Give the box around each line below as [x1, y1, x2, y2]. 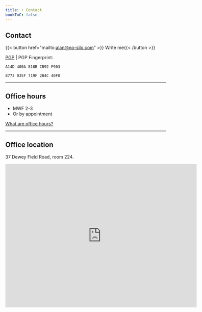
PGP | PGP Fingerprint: [5, 55, 54, 61]
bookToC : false [5, 12, 38, 17]
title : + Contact [5, 7, 42, 13]
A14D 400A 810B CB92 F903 [5, 64, 60, 69]
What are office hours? [5, 121, 54, 127]
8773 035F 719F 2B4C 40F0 [5, 73, 60, 79]
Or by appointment [12, 111, 53, 117]
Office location [5, 140, 54, 149]
